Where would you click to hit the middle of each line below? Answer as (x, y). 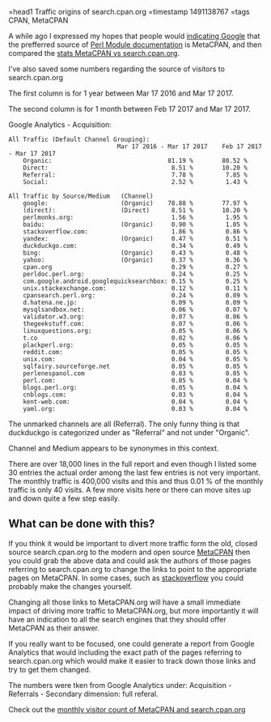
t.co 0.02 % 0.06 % (135, 338)
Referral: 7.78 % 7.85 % (135, 175)
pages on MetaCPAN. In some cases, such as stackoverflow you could (126, 578)
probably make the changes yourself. (70, 586)
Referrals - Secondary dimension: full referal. (84, 694)
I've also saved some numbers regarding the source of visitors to (116, 69)
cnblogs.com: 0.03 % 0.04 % (135, 395)
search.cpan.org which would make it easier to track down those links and (132, 660)
